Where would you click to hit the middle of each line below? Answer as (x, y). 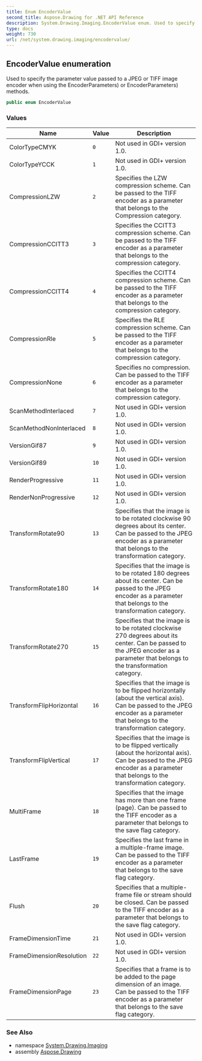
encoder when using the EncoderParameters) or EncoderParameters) (92, 85)
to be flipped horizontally (150, 690)
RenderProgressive (36, 480)
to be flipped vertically (147, 745)
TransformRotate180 (39, 588)
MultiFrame (25, 811)
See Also (20, 1032)
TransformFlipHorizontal (44, 705)
